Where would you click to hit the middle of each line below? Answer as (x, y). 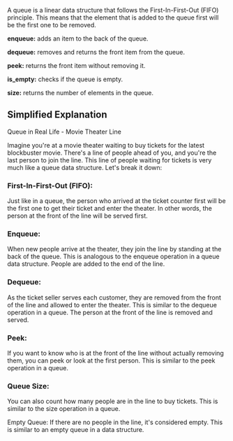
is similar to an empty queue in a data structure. (76, 430)
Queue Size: (28, 386)
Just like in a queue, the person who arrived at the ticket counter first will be (116, 201)
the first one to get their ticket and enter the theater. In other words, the (110, 209)
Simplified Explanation (57, 115)
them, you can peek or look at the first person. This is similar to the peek (111, 360)
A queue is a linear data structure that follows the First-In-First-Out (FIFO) (113, 10)
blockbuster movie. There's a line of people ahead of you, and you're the (112, 153)
